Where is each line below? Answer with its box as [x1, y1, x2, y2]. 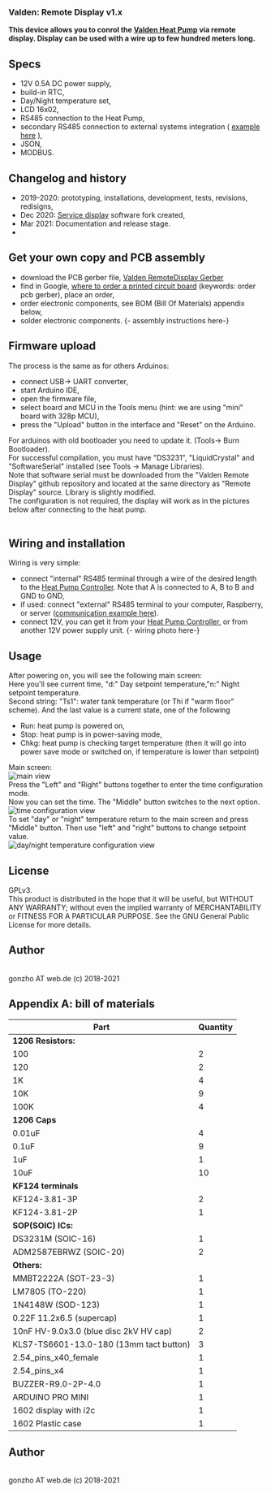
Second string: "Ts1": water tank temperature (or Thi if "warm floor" [8, 697, 234, 707]
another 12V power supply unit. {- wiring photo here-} [19, 625, 200, 635]
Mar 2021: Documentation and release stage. [19, 219, 171, 228]
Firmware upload [8, 340, 96, 353]
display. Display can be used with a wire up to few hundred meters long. [8, 33, 256, 43]
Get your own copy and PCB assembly [8, 251, 205, 265]
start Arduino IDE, [19, 385, 80, 395]
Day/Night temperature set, [19, 96, 111, 106]
